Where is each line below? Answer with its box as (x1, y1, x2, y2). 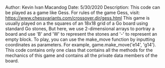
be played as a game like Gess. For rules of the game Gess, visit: (5, 10, 140, 16)
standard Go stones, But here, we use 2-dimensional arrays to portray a (5, 26, 155, 32)
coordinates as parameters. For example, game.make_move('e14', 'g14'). (5, 42, 156, 47)
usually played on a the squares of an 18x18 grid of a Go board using (5, 20, 148, 26)
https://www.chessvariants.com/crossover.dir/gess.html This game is (5, 15, 150, 21)
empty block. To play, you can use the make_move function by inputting (5, 36, 155, 42)
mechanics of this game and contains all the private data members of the (5, 52, 158, 58)
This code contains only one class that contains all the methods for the (5, 47, 153, 53)
